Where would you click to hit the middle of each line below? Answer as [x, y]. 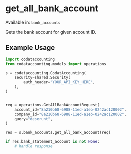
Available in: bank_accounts [33, 22]
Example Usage [30, 48]
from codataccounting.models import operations [56, 64]
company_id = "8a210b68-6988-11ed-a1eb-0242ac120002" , [71, 114]
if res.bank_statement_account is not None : [52, 142]
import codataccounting [30, 59]
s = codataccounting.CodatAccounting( [46, 73]
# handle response [33, 146]
